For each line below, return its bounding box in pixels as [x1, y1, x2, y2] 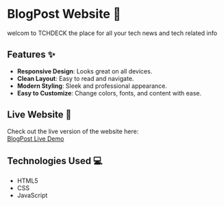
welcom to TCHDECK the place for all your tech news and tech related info [7, 29, 218, 37]
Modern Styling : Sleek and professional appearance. [16, 82, 168, 90]
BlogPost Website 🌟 [7, 6, 121, 22]
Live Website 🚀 [7, 109, 72, 121]
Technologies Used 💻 [7, 154, 103, 167]
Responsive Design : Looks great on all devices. [16, 67, 153, 75]
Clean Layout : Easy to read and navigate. [16, 74, 134, 82]
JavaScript [16, 192, 48, 200]
